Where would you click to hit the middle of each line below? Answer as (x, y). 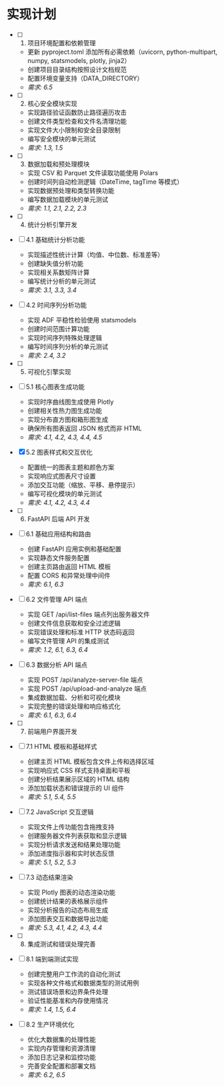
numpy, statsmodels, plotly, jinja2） (79, 60)
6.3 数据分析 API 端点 (57, 665)
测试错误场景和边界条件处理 (68, 991)
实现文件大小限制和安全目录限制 (74, 130)
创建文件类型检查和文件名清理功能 (77, 121)
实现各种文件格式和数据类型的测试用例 (83, 983)
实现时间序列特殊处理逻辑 (65, 337)
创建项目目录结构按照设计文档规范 (77, 69)
